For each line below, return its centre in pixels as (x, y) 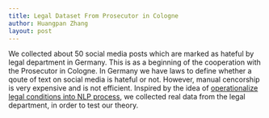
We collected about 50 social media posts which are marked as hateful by (131, 54)
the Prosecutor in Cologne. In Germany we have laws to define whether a (130, 71)
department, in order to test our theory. (74, 105)
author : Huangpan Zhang (48, 23)
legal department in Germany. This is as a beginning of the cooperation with (134, 62)
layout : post (30, 31)
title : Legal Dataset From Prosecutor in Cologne (94, 16)
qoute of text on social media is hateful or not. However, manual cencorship (134, 80)
